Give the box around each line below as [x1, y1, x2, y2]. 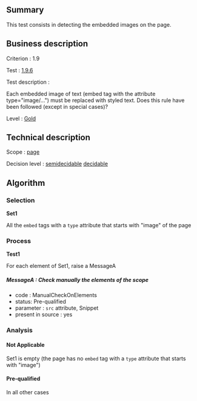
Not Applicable [6, 341, 45, 348]
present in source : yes [15, 311, 73, 318]
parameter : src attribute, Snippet [15, 304, 99, 312]
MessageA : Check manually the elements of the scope [6, 276, 149, 284]
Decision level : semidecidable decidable [6, 160, 108, 168]
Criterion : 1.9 [6, 55, 40, 62]
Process [6, 237, 32, 245]
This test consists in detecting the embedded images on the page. [6, 21, 172, 28]
